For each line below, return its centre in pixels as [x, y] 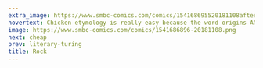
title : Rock [27, 52]
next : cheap [27, 37]
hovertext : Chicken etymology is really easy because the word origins [127, 23]
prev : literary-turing [45, 45]
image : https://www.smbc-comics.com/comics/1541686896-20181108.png [122, 30]
